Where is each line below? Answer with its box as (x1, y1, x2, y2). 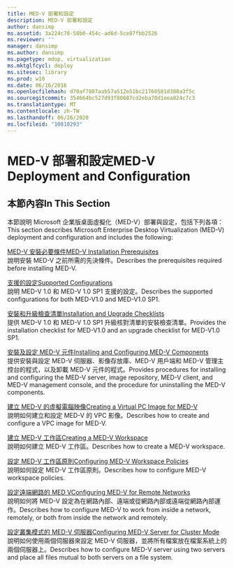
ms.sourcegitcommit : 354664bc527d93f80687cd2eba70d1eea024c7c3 (7, 95, 196, 102)
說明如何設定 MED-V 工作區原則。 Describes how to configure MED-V (7, 465, 207, 474)
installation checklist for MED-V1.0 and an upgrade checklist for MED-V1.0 (7, 326, 220, 334)
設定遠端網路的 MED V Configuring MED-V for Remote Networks (7, 488, 191, 496)
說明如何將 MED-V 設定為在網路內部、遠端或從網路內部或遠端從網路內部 (7, 497, 215, 505)
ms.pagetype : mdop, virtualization (7, 56, 111, 63)
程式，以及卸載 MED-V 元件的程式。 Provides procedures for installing (25, 365, 226, 374)
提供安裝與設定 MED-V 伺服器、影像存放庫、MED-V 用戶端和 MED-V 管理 (7, 356, 218, 365)
